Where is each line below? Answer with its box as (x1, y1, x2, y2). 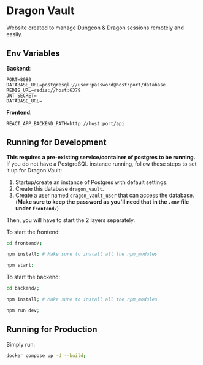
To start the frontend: (6, 228, 60, 236)
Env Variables (6, 48, 60, 59)
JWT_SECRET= (6, 93, 37, 99)
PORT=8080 (6, 76, 32, 83)
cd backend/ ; (6, 285, 40, 291)
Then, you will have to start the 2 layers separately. (6, 216, 136, 224)
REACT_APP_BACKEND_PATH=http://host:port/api (6, 120, 124, 126)
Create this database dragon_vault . (15, 185, 104, 192)
